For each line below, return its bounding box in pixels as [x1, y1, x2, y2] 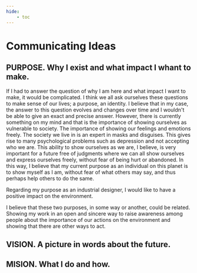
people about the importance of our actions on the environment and [6, 216, 171, 223]
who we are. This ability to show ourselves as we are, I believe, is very [6, 143, 176, 150]
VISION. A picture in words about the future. [6, 239, 171, 250]
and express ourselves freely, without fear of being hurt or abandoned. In [6, 156, 184, 163]
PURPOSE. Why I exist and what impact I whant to [6, 63, 191, 73]
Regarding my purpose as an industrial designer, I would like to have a [6, 186, 176, 193]
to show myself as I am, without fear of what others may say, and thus [6, 168, 176, 176]
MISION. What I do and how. [6, 259, 111, 269]
